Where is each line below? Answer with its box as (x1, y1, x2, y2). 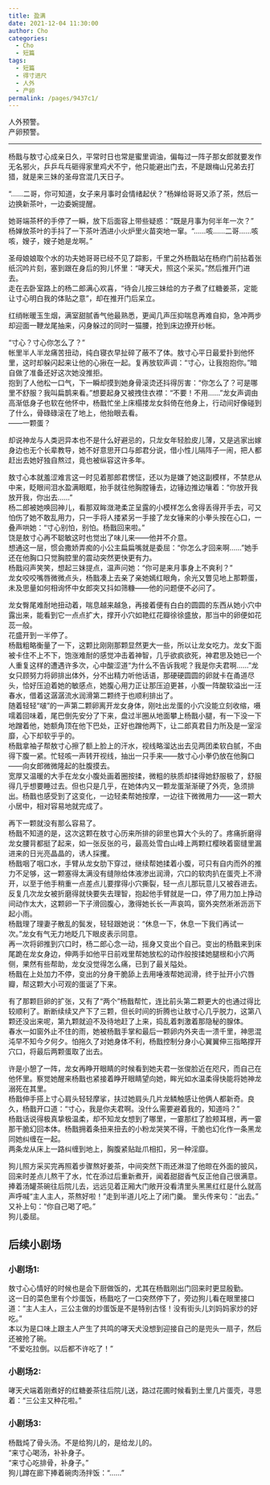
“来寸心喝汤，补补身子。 (8, 1447, 90, 1457)
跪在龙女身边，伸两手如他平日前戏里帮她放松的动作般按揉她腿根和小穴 (14, 949, 247, 959)
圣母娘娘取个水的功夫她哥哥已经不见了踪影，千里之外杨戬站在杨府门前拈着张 (8, 253, 262, 263)
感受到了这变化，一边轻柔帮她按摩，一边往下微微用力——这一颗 (43, 792, 255, 801)
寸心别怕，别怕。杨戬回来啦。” (47, 523, 145, 533)
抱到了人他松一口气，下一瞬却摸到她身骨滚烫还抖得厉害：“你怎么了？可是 (8, 378, 252, 388)
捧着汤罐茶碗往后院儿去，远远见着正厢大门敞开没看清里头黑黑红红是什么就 (8, 1182, 255, 1191)
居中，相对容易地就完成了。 (14, 801, 107, 811)
